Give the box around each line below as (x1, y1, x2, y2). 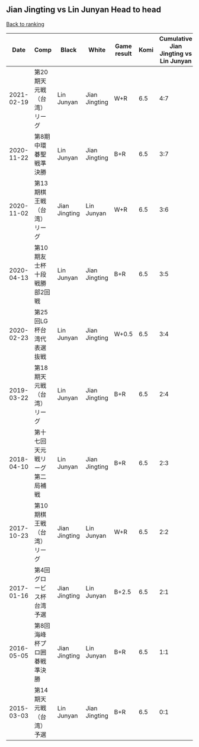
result (115, 49, 132, 58)
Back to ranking (6, 20, 44, 27)
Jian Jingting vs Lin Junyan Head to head (6, 5, 162, 15)
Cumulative (159, 34, 192, 43)
